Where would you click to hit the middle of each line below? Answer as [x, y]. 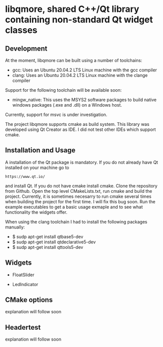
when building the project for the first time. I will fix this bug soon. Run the [80, 201]
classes [21, 30]
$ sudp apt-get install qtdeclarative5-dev [54, 242]
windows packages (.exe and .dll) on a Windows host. [67, 105]
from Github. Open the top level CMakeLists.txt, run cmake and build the [79, 191]
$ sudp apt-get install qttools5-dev [48, 247]
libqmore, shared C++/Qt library [72, 9]
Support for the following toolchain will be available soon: [63, 90]
